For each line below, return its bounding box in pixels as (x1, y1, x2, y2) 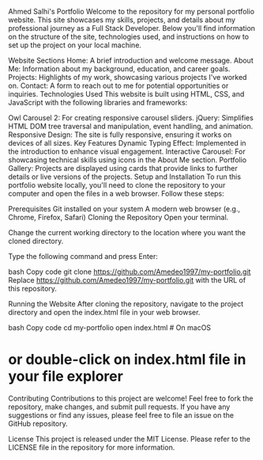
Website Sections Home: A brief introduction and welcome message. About (8, 55, 254, 65)
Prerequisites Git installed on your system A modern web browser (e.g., (8, 204, 241, 213)
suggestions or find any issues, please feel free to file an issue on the (8, 410, 235, 420)
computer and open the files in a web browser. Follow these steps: (8, 189, 225, 198)
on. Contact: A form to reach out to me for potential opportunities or (8, 81, 229, 90)
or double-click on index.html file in (8, 351, 246, 369)
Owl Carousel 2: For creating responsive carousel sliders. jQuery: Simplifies (8, 113, 254, 122)
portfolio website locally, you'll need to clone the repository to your (8, 181, 226, 189)
